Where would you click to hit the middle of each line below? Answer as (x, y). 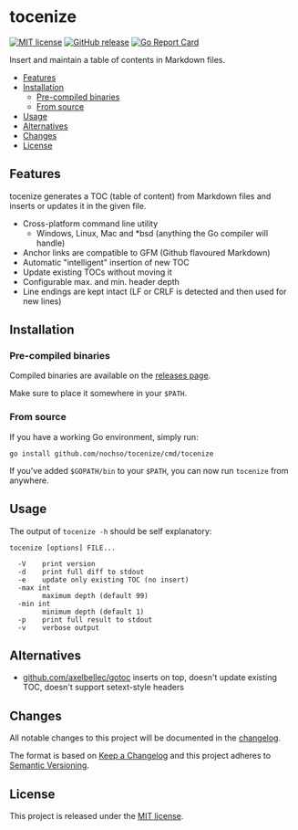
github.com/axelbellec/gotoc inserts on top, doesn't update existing (150, 678)
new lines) (42, 301)
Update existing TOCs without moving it (97, 272)
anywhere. (29, 480)
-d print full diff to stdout (81, 572)
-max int (34, 588)
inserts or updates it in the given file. (78, 205)
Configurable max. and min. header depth (101, 281)
